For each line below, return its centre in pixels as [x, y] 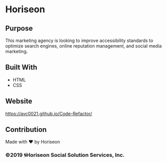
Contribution [26, 130]
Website [19, 101]
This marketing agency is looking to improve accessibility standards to [79, 40]
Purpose [19, 28]
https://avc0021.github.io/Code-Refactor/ [49, 113]
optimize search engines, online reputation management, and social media [83, 46]
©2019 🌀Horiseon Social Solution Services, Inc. [65, 155]
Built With [21, 67]
